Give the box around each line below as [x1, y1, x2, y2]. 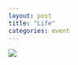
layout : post [8, 11, 52, 20]
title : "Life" [8, 19, 56, 27]
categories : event [8, 26, 70, 35]
